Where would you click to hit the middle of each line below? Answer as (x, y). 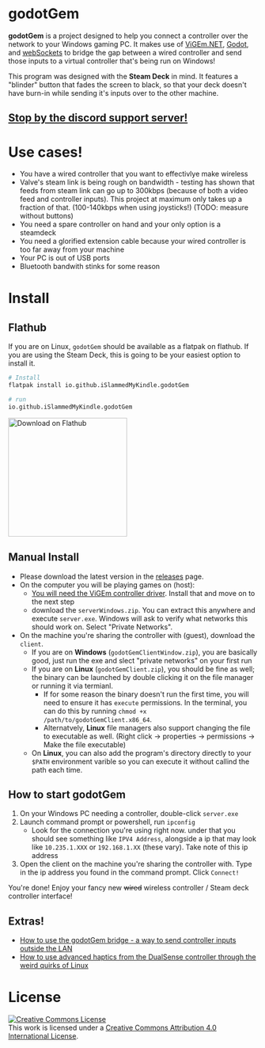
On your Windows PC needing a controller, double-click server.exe (129, 814)
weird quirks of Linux (54, 966)
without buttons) (46, 216)
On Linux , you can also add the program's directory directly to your (141, 753)
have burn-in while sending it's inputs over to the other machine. (114, 93)
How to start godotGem (67, 794)
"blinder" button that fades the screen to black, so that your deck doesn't (127, 85)
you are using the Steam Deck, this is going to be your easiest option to (125, 355)
